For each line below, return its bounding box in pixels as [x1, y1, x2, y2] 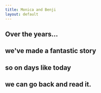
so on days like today [5, 63, 71, 72]
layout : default [5, 12, 38, 17]
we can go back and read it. [5, 80, 92, 89]
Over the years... [5, 30, 58, 38]
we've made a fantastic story [5, 47, 97, 55]
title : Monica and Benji [5, 7, 56, 12]
